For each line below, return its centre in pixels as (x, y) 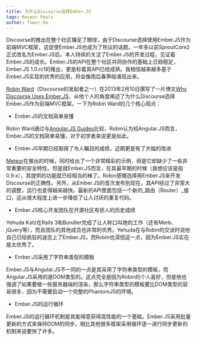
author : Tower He (27, 22)
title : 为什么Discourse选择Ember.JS (49, 11)
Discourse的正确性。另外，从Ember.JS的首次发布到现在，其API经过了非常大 (98, 183)
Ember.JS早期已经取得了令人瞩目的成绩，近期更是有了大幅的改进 (93, 149)
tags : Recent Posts (30, 17)
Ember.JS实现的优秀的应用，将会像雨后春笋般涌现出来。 (74, 76)
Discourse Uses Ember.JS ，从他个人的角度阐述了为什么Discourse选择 (91, 96)
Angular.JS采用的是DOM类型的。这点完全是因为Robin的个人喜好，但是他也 (96, 277)
